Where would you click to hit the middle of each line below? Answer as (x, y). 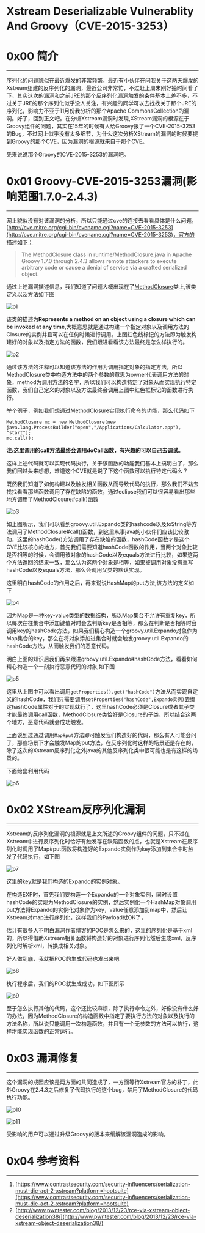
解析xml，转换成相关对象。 (56, 946)
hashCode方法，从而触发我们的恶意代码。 (59, 646)
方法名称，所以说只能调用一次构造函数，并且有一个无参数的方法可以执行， (100, 1024)
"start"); (19, 433)
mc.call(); (20, 439)
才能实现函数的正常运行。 (44, 1031)
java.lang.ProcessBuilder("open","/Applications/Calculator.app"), (94, 428)
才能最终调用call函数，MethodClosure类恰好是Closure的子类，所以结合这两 (101, 714)
